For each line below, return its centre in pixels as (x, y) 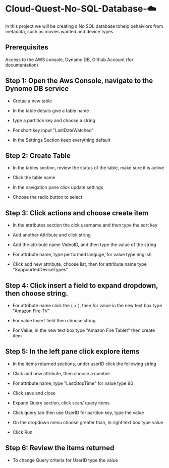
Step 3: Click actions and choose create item (77, 213)
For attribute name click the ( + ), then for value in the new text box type (87, 305)
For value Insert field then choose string (54, 320)
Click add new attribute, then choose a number (61, 373)
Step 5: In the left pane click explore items (72, 352)
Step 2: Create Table (38, 156)
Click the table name (34, 178)
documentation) (22, 65)
